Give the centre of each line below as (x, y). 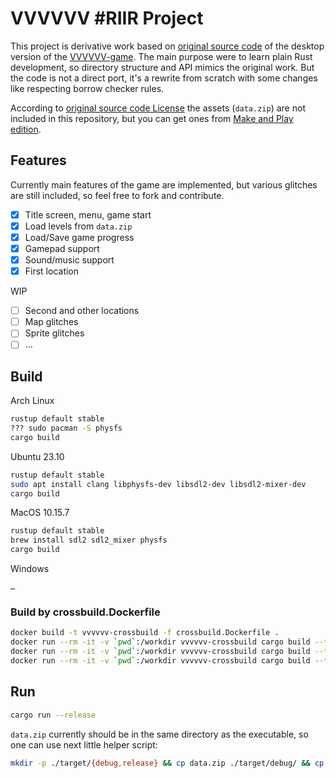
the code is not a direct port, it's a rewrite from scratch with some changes (164, 78)
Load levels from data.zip (78, 226)
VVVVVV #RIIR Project (107, 18)
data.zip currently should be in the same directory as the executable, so (159, 734)
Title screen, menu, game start (88, 214)
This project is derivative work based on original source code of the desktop (167, 46)
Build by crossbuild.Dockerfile (85, 612)
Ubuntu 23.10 (37, 456)
